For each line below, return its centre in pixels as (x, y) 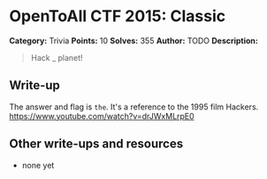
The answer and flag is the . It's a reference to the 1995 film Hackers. (134, 107)
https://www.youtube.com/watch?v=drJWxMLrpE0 (102, 116)
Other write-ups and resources (96, 144)
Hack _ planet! (57, 57)
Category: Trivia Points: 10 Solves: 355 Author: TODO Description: (134, 41)
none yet (38, 165)
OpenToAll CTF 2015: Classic (118, 16)
